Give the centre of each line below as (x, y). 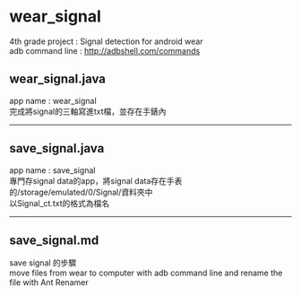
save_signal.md (54, 240)
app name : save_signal (52, 170)
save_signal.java (57, 148)
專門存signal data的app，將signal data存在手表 (96, 180)
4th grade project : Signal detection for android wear (106, 41)
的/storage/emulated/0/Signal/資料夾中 (81, 192)
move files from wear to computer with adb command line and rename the (146, 273)
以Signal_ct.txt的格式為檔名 (60, 203)
